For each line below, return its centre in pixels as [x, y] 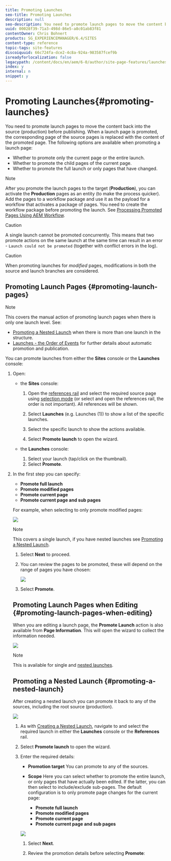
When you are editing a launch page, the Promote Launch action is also [88, 625]
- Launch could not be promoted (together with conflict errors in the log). [81, 246]
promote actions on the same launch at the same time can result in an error [84, 240]
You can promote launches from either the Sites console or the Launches [82, 358]
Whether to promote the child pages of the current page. [72, 163]
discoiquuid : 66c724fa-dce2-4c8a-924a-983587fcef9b [61, 52]
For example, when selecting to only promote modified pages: [78, 510]
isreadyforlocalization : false [38, 57]
